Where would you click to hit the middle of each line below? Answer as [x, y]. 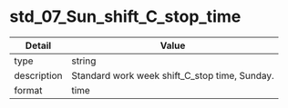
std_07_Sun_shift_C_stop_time [125, 17]
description [38, 75]
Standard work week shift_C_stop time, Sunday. [173, 75]
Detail [38, 45]
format [28, 90]
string [84, 61]
